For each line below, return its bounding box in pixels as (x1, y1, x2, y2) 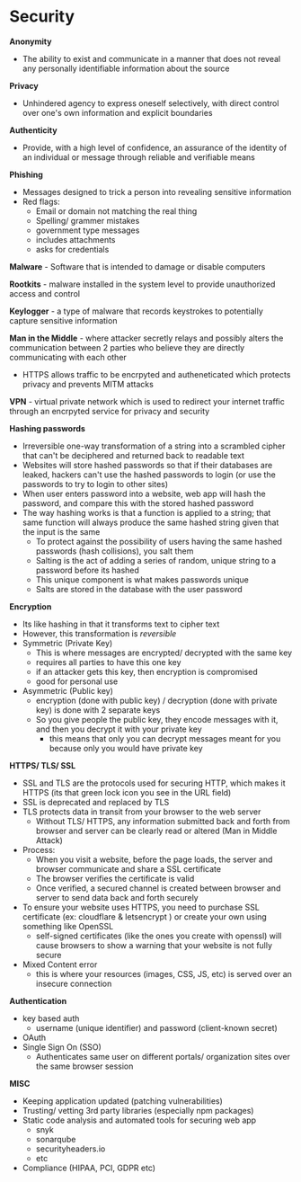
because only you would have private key (49, 742, 204, 753)
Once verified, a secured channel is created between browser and (35, 883, 281, 893)
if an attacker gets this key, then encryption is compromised (35, 666, 258, 677)
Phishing (9, 169, 43, 180)
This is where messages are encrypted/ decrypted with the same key (35, 647, 293, 658)
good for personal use (35, 676, 119, 687)
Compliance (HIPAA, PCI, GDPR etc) (22, 1162, 155, 1173)
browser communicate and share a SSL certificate (35, 863, 222, 874)
